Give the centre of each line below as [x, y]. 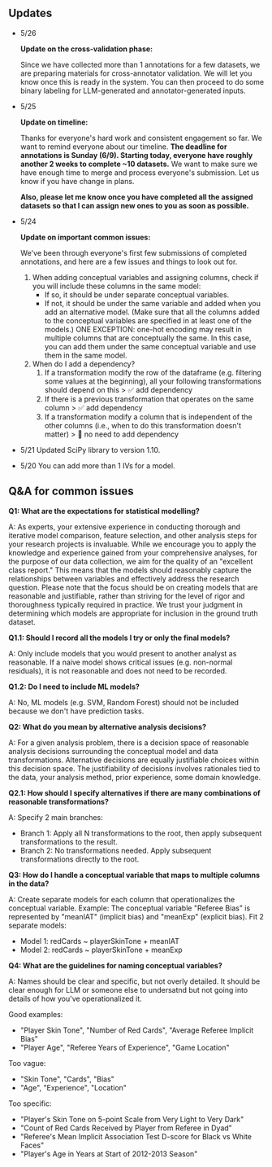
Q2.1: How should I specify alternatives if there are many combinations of [135, 792]
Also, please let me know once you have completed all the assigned [136, 197]
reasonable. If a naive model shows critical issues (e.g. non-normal [121, 662]
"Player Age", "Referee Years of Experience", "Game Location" [125, 1047]
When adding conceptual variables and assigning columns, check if [145, 277]
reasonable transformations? [59, 801]
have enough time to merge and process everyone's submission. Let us [140, 172]
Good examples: [36, 1014]
